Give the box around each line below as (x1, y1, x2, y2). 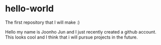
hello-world (5, 3, 54, 14)
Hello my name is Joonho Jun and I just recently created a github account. (5, 29, 157, 35)
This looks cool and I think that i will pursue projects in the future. (5, 34, 138, 40)
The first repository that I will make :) (5, 19, 80, 25)
